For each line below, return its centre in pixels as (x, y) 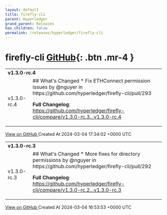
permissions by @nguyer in (64, 160)
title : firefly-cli (25, 14)
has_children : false (27, 28)
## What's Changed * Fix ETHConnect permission (91, 81)
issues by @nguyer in (58, 87)
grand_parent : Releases (30, 24)
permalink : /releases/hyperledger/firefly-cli (54, 33)
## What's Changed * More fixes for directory (86, 154)
